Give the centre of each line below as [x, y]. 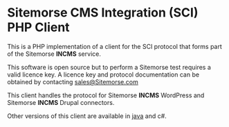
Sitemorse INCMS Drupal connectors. [61, 102]
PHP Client [39, 27]
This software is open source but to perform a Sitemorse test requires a [109, 67]
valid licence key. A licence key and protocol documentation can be [103, 75]
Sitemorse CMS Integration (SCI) [103, 13]
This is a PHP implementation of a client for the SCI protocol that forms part [115, 46]
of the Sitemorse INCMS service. [54, 54]
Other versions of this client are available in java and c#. [87, 116]
